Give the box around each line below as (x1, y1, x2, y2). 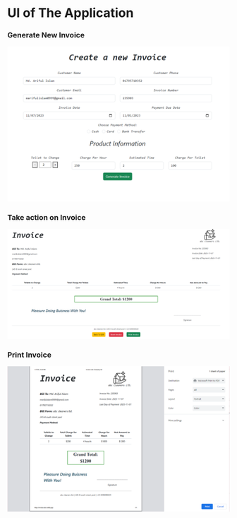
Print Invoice (7, 350, 51, 360)
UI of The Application (7, 5, 134, 21)
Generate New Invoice (7, 30, 85, 40)
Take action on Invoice (7, 212, 86, 222)
